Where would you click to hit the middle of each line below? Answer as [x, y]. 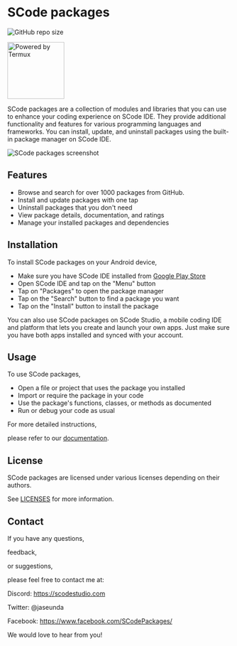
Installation [33, 245]
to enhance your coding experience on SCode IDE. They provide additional [116, 116]
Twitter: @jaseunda [35, 607]
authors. [20, 485]
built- [221, 131]
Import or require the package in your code [81, 396]
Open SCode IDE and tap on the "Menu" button [87, 283]
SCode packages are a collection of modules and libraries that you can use [117, 109]
